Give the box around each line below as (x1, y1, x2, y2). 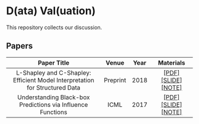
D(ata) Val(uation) (6, 4, 96, 18)
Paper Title (37, 58, 70, 66)
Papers (6, 41, 33, 51)
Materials (158, 58, 185, 66)
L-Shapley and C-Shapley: (15, 68, 91, 77)
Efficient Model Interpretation (12, 76, 95, 84)
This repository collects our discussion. (6, 24, 102, 31)
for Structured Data (26, 83, 81, 91)
